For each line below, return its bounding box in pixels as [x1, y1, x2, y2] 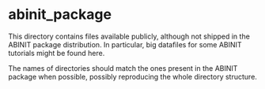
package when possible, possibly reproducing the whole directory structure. [8, 72, 257, 81]
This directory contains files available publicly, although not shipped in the [8, 32, 251, 41]
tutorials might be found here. [8, 48, 105, 57]
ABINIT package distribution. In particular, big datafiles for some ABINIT [8, 39, 243, 49]
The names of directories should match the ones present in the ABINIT [8, 63, 238, 72]
